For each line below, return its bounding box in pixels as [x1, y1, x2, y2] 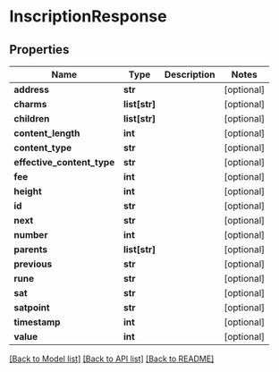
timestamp [13, 316, 61, 328]
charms [13, 98, 47, 110]
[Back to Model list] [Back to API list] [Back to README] [9, 353, 215, 364]
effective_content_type [13, 156, 115, 168]
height [13, 185, 42, 198]
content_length [13, 127, 80, 139]
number [13, 229, 48, 241]
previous [13, 258, 53, 270]
